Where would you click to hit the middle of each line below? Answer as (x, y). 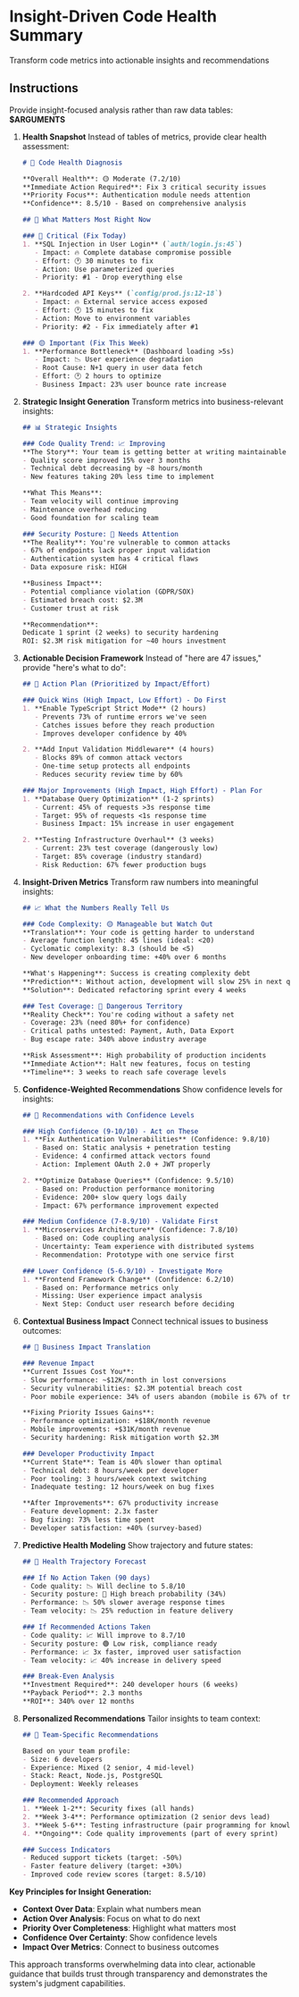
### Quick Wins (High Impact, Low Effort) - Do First (124, 700)
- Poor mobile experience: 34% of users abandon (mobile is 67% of (150, 1396)
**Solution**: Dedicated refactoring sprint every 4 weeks (134, 990)
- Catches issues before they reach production (125, 725)
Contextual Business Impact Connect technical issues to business (145, 1321)
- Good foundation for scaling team (90, 518)
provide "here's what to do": (74, 668)
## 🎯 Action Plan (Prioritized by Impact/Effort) (116, 684)
